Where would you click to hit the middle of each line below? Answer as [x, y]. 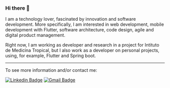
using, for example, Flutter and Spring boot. [51, 56]
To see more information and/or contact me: [51, 70]
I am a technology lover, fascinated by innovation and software [71, 19]
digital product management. [35, 35]
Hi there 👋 [18, 8]
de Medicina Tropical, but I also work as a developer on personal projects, [82, 51]
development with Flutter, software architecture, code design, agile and [80, 30]
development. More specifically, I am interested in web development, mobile [85, 24]
